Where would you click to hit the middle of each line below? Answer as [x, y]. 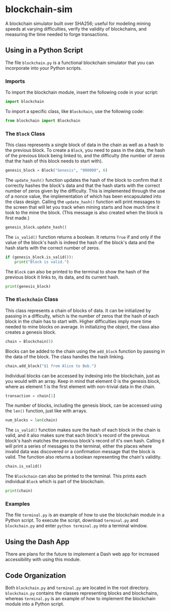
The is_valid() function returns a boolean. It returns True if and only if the [83, 237]
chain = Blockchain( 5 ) [29, 341]
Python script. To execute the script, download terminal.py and [72, 520]
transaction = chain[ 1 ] [30, 396]
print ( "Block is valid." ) [42, 262]
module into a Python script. [35, 604]
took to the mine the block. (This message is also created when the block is [84, 212]
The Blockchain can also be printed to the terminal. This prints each [76, 476]
